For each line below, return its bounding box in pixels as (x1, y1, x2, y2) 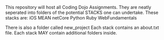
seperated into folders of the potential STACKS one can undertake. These (5, 9, 158, 15)
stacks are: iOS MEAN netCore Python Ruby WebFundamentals (5, 15, 137, 20)
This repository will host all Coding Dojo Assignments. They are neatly (5, 4, 151, 10)
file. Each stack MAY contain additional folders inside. (5, 30, 117, 35)
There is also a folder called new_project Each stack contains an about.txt (5, 24, 159, 30)
